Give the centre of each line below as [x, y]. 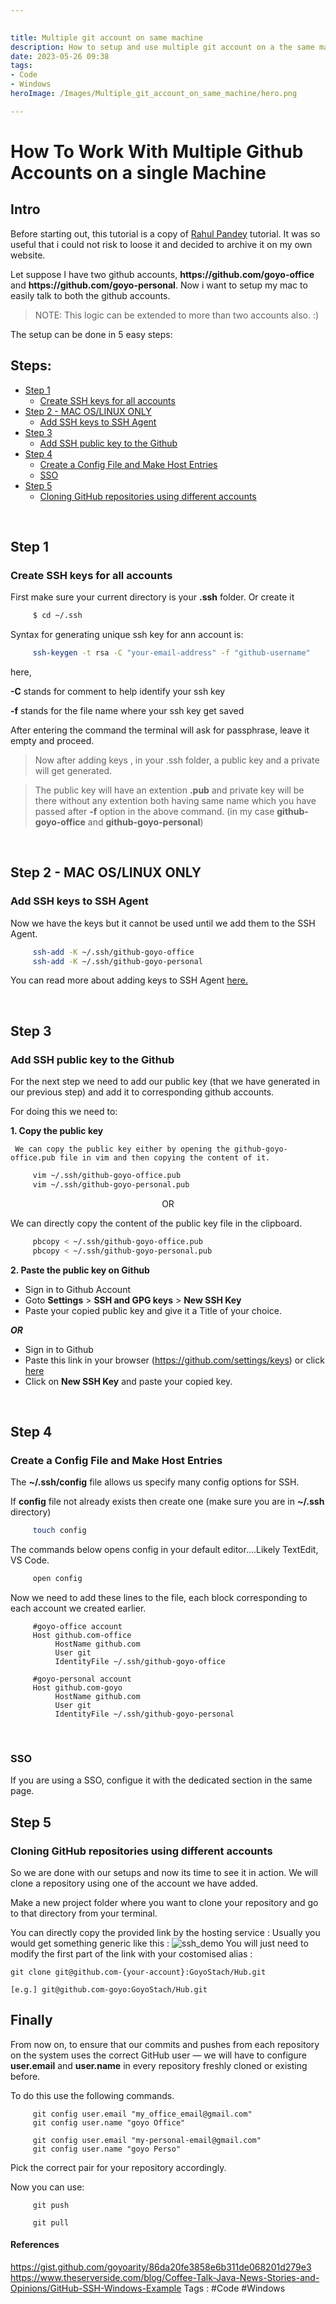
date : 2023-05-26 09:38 [60, 56]
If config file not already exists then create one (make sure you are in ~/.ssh [167, 1502]
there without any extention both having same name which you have [175, 800]
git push [51, 2205]
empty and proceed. [52, 740]
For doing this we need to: [64, 1112]
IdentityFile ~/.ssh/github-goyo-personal [144, 1714]
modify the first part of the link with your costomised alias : [131, 1954]
